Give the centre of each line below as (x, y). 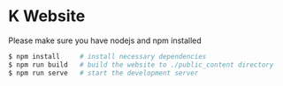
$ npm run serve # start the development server (103, 73)
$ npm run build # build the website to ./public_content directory (141, 64)
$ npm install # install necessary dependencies (107, 56)
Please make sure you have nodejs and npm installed (105, 40)
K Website (47, 16)
